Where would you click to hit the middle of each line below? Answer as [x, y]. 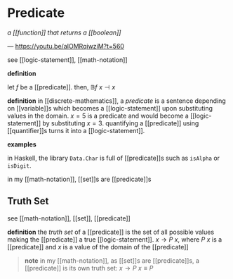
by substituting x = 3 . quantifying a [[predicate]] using [120, 123]
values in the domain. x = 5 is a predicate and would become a [98, 116]
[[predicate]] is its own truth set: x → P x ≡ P [89, 268]
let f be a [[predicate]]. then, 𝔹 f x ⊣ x [61, 87]
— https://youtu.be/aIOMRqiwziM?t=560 [66, 46]
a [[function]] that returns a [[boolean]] [64, 32]
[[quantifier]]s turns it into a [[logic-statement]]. [76, 130]
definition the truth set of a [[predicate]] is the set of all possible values [111, 232]
